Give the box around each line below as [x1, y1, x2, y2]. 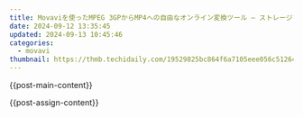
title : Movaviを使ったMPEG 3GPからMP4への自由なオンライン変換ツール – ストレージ [9, 13, 293, 22]
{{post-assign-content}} [9, 97, 99, 108]
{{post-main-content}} [9, 80, 93, 90]
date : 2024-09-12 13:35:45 [9, 22, 111, 31]
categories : [9, 38, 54, 48]
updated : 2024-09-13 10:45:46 [9, 30, 124, 39]
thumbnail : [9, 55, 50, 64]
